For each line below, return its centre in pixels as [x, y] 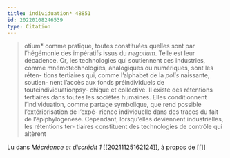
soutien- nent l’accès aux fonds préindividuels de [94, 83]
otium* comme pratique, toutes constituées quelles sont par [109, 46]
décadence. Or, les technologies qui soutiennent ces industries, [115, 61]
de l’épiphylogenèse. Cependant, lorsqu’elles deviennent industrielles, [124, 119]
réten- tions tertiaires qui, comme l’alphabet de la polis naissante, [117, 75]
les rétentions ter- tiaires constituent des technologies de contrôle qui [123, 127]
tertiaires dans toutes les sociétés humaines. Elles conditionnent [115, 97]
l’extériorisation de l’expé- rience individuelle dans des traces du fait [121, 112]
